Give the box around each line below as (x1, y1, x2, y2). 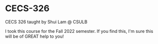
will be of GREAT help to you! (5, 33, 64, 39)
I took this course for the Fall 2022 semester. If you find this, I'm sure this (5, 28, 154, 34)
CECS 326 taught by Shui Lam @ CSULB (5, 19, 88, 25)
